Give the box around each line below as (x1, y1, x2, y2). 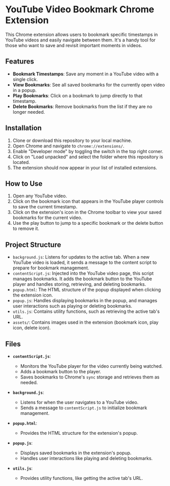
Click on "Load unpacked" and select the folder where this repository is (12, 154, 163, 160)
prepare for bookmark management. (12, 265, 89, 271)
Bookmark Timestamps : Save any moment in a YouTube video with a (12, 71, 159, 77)
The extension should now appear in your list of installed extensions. (12, 164, 157, 171)
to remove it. (12, 225, 39, 231)
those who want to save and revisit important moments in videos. (5, 42, 142, 48)
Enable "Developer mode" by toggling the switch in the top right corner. (12, 148, 163, 154)
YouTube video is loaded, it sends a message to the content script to (12, 260, 157, 266)
